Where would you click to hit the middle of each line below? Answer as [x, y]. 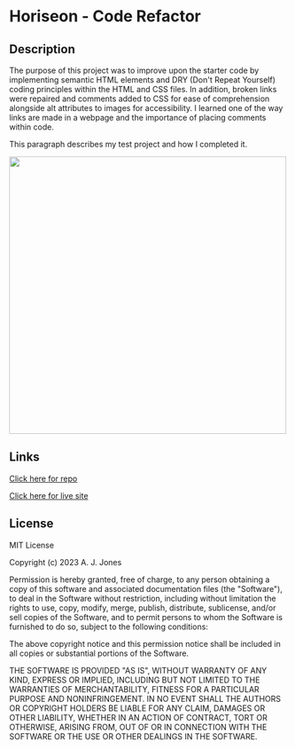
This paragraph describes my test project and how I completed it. [128, 144]
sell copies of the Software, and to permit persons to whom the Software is [146, 617]
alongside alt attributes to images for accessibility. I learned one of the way [146, 108]
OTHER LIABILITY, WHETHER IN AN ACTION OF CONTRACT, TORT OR [138, 717]
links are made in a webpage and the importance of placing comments [138, 118]
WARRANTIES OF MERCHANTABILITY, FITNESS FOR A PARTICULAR [134, 689]
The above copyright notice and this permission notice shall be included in [145, 643]
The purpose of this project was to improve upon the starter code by [134, 70]
